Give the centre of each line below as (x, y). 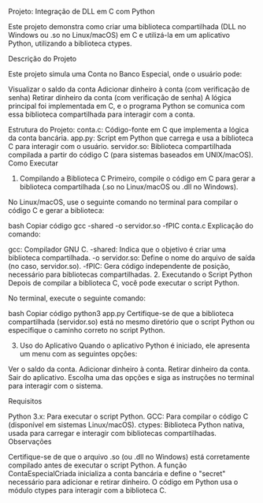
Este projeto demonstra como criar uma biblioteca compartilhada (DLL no (127, 26)
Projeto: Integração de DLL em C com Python (81, 11)
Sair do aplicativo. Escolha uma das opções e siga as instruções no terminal (131, 377)
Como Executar (33, 163)
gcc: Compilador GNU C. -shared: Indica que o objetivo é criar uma (117, 249)
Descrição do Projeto (43, 59)
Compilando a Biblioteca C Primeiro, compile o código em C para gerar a (137, 178)
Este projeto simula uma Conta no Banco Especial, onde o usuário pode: (125, 74)
